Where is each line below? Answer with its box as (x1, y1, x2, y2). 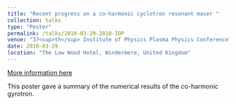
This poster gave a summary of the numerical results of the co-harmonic (7, 82, 219, 90)
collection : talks (7, 17, 61, 24)
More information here (7, 68, 73, 77)
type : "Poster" (7, 23, 52, 30)
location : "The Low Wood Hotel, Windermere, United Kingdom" (7, 50, 191, 57)
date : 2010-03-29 (7, 43, 59, 50)
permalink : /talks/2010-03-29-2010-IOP (7, 29, 125, 37)
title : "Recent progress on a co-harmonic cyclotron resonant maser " (7, 10, 219, 17)
